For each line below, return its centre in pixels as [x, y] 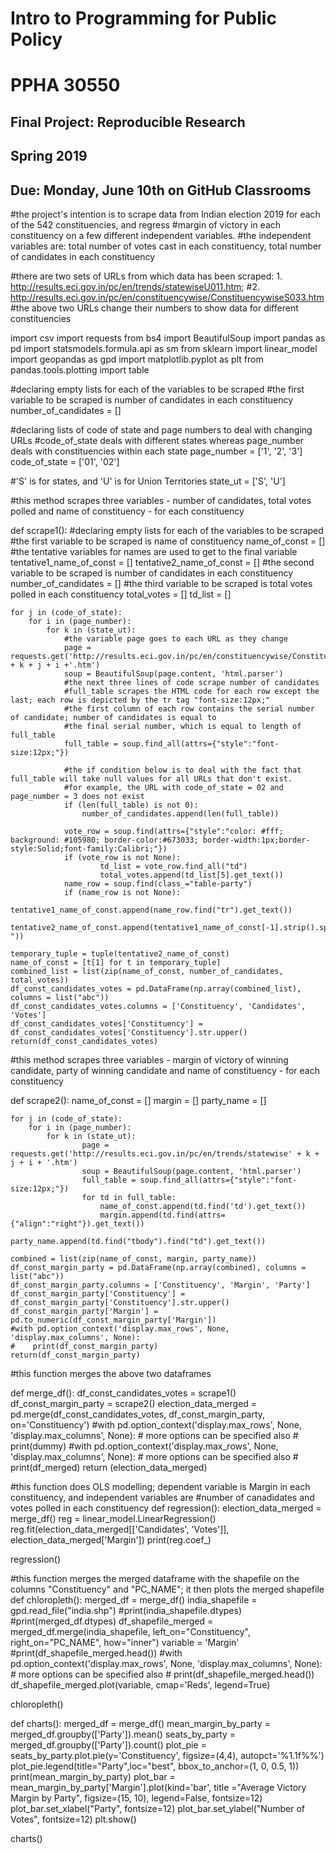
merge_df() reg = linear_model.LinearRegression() [113, 1518]
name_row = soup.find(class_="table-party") [158, 883]
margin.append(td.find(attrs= [162, 1215]
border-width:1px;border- [256, 840]
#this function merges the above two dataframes [111, 1373]
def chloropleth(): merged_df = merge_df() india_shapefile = [134, 1599]
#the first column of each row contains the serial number [189, 708]
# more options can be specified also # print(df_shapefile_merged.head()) [162, 1674]
